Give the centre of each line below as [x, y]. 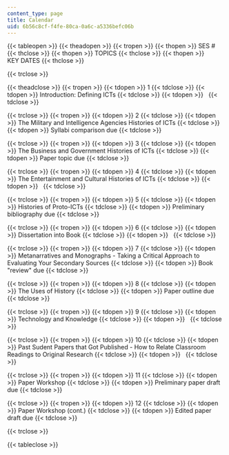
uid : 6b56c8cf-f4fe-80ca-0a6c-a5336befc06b [71, 26]
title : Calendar [30, 20]
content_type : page [35, 13]
